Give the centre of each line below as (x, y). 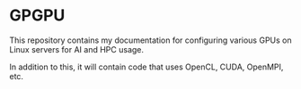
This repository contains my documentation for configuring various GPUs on (150, 40)
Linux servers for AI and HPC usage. (77, 49)
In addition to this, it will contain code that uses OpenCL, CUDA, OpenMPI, (146, 67)
